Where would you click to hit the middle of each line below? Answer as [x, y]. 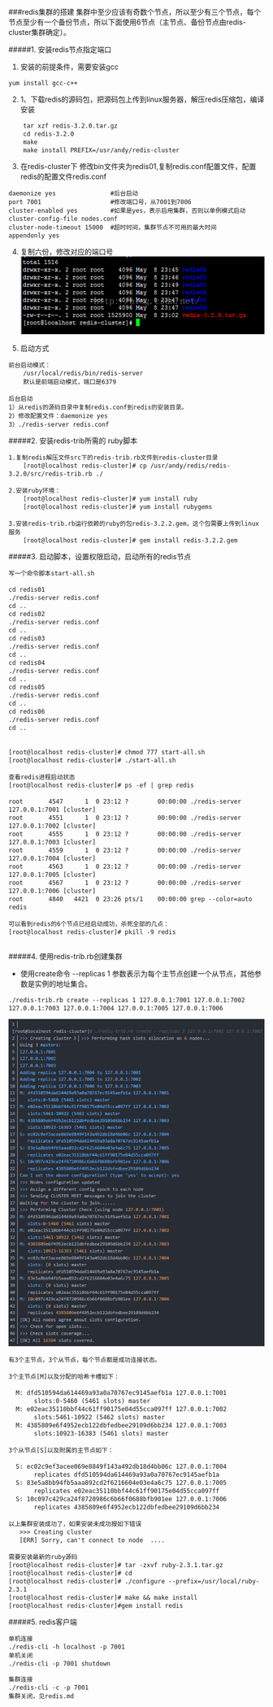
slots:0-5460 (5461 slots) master [92, 1401]
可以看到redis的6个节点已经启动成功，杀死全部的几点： [89, 924]
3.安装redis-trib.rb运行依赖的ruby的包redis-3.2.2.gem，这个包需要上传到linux [134, 524]
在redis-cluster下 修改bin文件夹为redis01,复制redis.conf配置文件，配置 [138, 166]
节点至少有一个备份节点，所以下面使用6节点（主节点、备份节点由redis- [127, 22]
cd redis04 [27, 663]
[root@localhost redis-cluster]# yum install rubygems [118, 507]
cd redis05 [27, 688]
